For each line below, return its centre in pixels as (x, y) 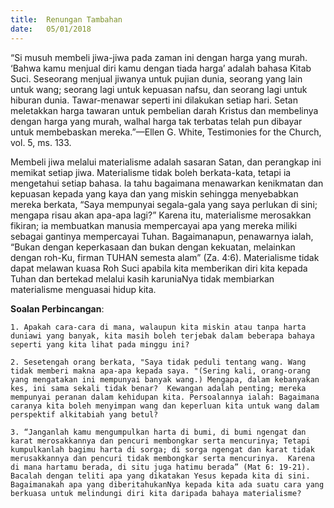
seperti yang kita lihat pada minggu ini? (100, 344)
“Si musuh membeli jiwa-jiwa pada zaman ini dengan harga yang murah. (159, 57)
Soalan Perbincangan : (57, 308)
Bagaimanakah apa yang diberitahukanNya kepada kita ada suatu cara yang (167, 484)
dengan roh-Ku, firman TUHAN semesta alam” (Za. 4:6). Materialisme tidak (165, 257)
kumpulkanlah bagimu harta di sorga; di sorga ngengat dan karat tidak (162, 449)
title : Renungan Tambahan (66, 19)
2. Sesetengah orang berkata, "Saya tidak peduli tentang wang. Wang (158, 362)
